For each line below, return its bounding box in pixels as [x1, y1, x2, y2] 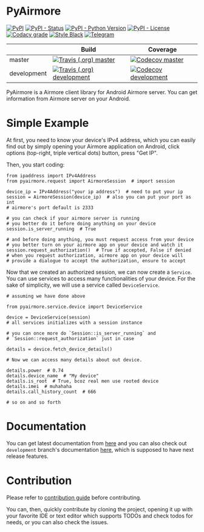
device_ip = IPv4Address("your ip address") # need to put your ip [6, 188, 183, 195]
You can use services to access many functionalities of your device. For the [6, 275, 195, 282]
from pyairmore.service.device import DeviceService [6, 304, 143, 310]
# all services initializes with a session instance [6, 319, 143, 326]
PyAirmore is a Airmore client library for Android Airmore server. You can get [6, 88, 198, 95]
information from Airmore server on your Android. [6, 95, 131, 102]
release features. [6, 452, 49, 460]
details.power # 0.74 [6, 367, 64, 373]
